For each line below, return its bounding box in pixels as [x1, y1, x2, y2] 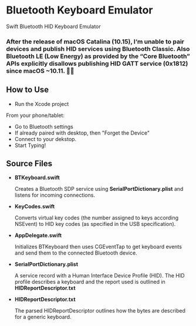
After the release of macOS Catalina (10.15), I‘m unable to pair [6, 37, 185, 46]
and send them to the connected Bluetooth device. [14, 249, 137, 256]
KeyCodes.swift [14, 203, 55, 210]
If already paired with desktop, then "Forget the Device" [14, 129, 150, 136]
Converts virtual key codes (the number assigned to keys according [14, 214, 179, 221]
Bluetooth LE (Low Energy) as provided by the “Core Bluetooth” [6, 52, 190, 60]
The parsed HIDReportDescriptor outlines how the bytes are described [14, 307, 186, 314]
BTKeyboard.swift [14, 174, 60, 181]
